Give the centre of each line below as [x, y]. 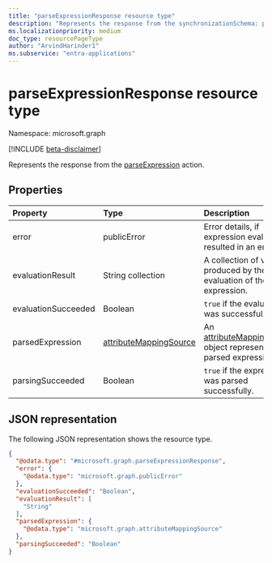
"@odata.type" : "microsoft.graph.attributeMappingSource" [123, 529]
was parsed [226, 380]
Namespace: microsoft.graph [57, 133]
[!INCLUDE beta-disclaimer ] [55, 149]
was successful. [234, 313]
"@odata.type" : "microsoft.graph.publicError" [103, 476]
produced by [228, 270]
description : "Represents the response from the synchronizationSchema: [134, 23]
